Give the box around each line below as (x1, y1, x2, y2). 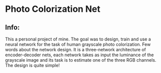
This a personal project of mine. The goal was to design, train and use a (5, 36, 151, 42)
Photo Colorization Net (5, 3, 100, 15)
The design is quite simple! (5, 63, 60, 68)
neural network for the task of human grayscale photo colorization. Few (5, 41, 151, 47)
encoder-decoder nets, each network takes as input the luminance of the (5, 52, 154, 58)
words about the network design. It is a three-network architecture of (5, 47, 146, 52)
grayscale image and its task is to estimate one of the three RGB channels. (5, 57, 157, 63)
